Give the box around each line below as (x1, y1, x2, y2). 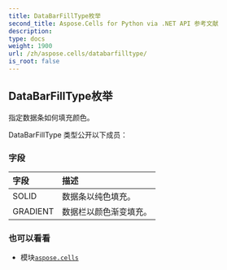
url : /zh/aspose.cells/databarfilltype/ (8, 50, 148, 58)
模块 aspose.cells (20, 253, 79, 263)
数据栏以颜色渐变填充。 (62, 206, 152, 217)
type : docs (8, 34, 46, 43)
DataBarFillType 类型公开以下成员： (8, 129, 129, 139)
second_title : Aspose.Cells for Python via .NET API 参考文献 (8, 20, 219, 28)
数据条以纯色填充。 (62, 190, 136, 202)
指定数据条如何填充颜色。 (8, 112, 94, 122)
